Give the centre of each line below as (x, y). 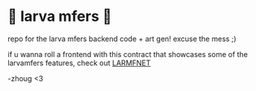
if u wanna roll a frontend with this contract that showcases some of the (128, 54)
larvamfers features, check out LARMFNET (79, 63)
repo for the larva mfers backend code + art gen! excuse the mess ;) (122, 39)
